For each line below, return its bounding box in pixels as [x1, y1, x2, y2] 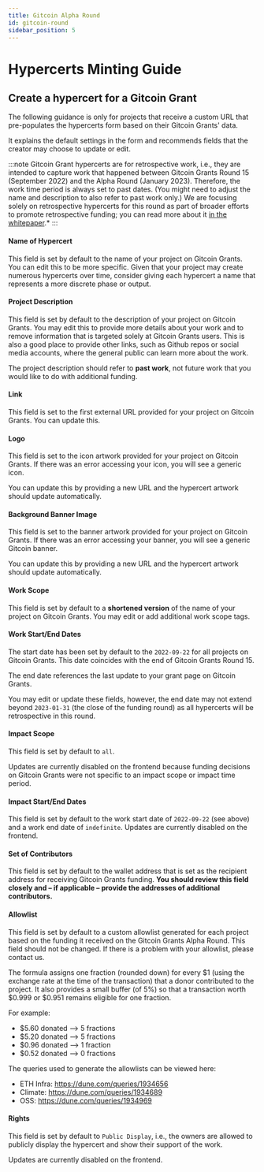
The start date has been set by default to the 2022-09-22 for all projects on [8, 647, 249, 657]
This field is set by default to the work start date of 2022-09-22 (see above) [8, 814, 250, 824]
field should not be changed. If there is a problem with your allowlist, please [8, 943, 255, 954]
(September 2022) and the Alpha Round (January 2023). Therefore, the [8, 177, 241, 186]
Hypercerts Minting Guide [8, 60, 182, 78]
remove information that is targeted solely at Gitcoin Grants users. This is [8, 331, 245, 340]
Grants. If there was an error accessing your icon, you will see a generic [8, 459, 242, 469]
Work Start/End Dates [8, 630, 81, 639]
